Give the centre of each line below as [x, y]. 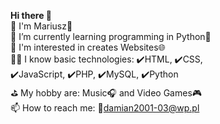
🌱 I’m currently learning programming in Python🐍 [111, 36]
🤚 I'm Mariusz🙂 [41, 26]
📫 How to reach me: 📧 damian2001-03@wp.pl [105, 108]
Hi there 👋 [31, 15]
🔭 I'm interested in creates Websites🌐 [88, 47]
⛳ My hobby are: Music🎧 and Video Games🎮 [106, 93]
